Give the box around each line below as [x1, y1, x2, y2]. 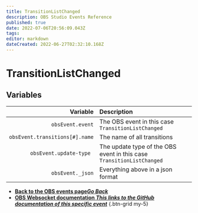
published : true [6, 19, 46, 25]
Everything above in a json [99, 165, 173, 174]
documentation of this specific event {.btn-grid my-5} [14, 200, 148, 207]
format [99, 172, 118, 181]
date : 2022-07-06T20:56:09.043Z [6, 25, 85, 31]
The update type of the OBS [99, 142, 177, 151]
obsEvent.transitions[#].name [9, 134, 94, 140]
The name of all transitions [99, 133, 173, 141]
